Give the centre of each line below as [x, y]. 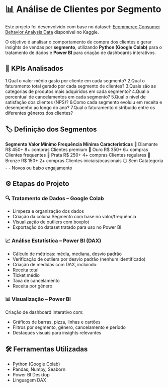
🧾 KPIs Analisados [34, 68]
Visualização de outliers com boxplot [51, 222]
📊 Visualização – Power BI [38, 299]
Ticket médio [26, 275]
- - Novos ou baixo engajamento [39, 168]
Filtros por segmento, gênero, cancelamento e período [69, 327]
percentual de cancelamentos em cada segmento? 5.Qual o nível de [75, 96]
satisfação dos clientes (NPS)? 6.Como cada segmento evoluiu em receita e [84, 102]
